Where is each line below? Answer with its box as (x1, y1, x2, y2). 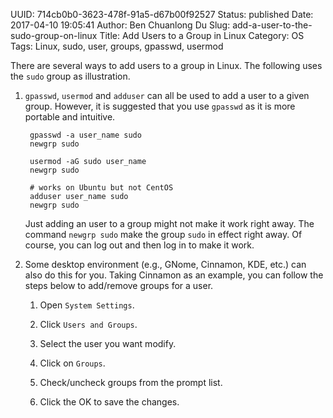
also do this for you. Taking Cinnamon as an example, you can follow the (24, 269, 324, 281)
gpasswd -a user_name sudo (29, 130, 142, 140)
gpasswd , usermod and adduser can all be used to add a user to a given (24, 90, 310, 101)
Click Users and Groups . (39, 319, 138, 330)
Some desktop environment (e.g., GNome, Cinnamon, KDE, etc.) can (24, 259, 307, 270)
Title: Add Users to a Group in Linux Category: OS (99, 30, 305, 41)
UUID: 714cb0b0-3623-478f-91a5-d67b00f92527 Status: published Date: (10, 9, 314, 20)
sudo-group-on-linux (10, 30, 98, 41)
